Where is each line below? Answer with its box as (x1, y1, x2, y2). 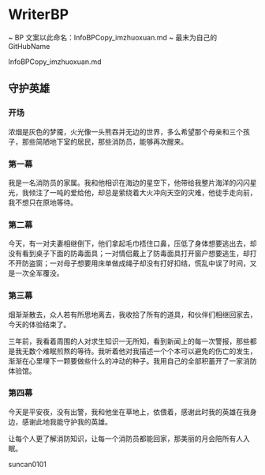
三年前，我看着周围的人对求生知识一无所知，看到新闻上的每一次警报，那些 (8, 336, 250, 345)
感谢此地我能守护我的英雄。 (21, 417, 112, 426)
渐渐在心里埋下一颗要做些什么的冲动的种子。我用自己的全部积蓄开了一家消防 (8, 356, 257, 365)
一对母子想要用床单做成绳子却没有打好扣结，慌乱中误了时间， (49, 258, 250, 268)
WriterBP (8, 6, 69, 24)
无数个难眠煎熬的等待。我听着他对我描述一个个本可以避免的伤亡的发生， (21, 346, 257, 356)
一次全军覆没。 (14, 269, 64, 278)
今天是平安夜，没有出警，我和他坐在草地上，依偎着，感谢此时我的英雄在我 (8, 407, 250, 417)
